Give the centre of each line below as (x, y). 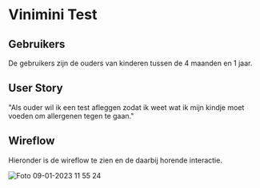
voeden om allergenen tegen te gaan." (71, 116)
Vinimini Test (53, 15)
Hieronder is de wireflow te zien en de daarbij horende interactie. (115, 160)
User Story (36, 88)
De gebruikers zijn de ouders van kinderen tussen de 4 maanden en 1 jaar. (130, 63)
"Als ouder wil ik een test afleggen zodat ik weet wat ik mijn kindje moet (126, 107)
